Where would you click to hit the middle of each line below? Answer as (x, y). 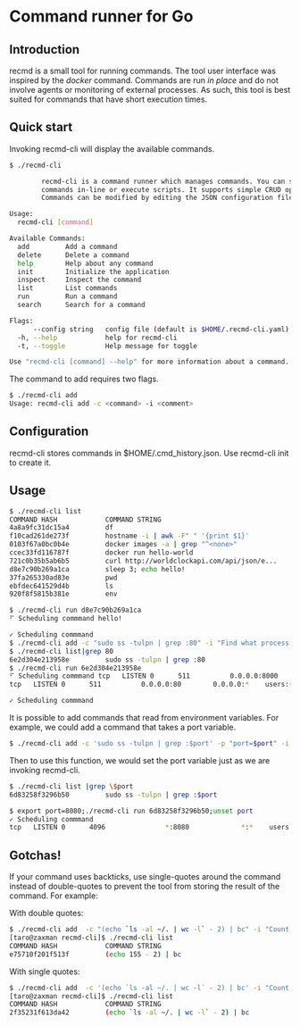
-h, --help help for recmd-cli (97, 338)
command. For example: (54, 896)
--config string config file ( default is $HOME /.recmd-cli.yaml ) (161, 329)
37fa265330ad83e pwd (63, 578)
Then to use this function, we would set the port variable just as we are (140, 760)
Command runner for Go (101, 17)
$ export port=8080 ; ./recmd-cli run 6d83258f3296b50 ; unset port (131, 811)
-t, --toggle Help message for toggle (108, 346)
